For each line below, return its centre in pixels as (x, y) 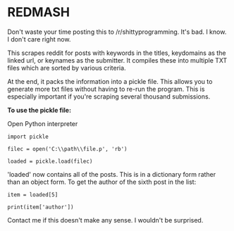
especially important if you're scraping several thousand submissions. (109, 96)
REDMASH (39, 12)
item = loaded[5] (33, 194)
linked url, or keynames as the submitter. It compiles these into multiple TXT (117, 60)
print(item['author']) (41, 207)
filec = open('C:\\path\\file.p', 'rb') (68, 149)
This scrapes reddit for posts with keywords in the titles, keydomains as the (117, 53)
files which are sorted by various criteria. (67, 68)
